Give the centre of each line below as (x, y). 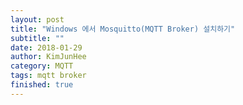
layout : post (37, 19)
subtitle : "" (37, 38)
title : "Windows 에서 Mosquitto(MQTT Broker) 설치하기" (123, 29)
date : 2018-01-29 (46, 47)
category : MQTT (42, 66)
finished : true (42, 85)
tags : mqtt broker (48, 76)
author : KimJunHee (48, 57)
